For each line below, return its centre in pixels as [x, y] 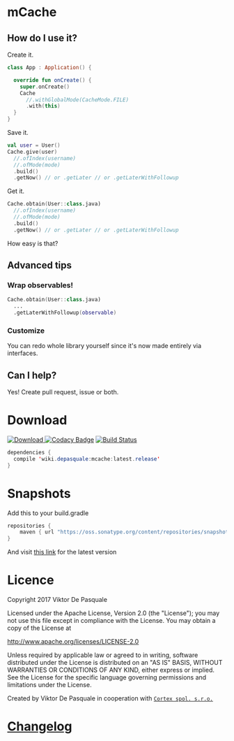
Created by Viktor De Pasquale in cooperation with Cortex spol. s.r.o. [110, 698]
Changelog [40, 727]
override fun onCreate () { [53, 80]
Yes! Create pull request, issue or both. [63, 392]
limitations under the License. [49, 685]
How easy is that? [33, 243]
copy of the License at [39, 628]
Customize [26, 331]
